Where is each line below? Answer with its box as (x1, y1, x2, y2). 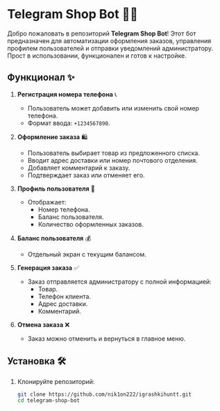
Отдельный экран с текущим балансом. (27, 250, 147, 258)
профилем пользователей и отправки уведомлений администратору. (7, 44, 214, 52)
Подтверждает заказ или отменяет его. (27, 170, 145, 179)
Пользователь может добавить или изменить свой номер (27, 104, 200, 112)
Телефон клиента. (37, 292, 92, 300)
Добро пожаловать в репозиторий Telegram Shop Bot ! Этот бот (7, 29, 196, 38)
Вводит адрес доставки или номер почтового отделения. (27, 156, 198, 164)
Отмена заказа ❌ (17, 320, 70, 329)
